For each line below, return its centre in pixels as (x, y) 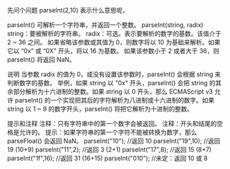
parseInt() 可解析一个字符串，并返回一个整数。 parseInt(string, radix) (105, 25)
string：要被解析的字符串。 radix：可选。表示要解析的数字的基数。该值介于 (114, 34)
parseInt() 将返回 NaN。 (42, 60)
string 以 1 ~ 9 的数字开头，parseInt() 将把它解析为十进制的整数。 (100, 109)
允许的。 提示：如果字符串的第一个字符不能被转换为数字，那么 (108, 132)
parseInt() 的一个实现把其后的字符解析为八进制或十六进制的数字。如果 (115, 100)
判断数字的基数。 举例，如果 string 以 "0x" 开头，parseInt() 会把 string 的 (112, 83)
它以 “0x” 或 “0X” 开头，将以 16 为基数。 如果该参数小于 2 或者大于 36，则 (113, 51)
